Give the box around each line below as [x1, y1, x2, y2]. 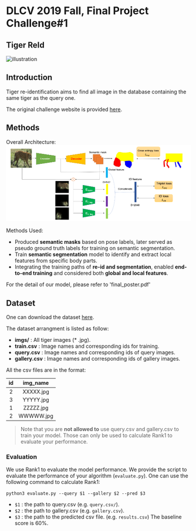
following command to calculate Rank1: [6, 479, 101, 486]
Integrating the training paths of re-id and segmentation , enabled [14, 263, 174, 271]
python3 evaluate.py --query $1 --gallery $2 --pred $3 [6, 490, 146, 497]
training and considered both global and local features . [33, 270, 168, 277]
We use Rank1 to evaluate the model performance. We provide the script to [6, 466, 187, 473]
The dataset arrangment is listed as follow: [6, 325, 109, 332]
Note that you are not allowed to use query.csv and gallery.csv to [20, 425, 179, 432]
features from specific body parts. [14, 257, 98, 264]
